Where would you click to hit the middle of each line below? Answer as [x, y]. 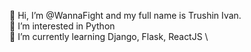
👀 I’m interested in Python [62, 26]
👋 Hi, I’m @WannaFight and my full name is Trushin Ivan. [125, 15]
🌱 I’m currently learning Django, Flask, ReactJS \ [109, 36]
